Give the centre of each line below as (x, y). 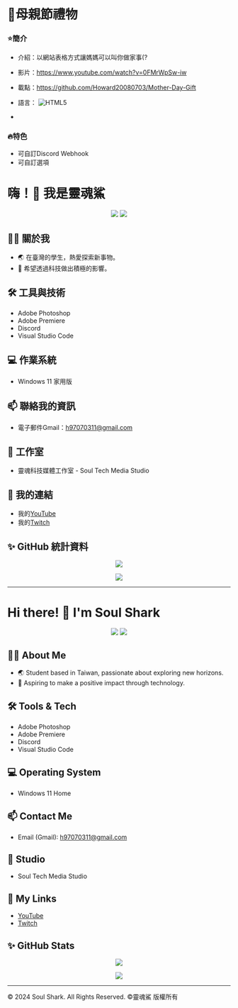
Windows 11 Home (44, 793)
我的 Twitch (34, 522)
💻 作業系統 (32, 360)
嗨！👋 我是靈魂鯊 (57, 193)
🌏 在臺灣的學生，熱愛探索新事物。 (68, 257)
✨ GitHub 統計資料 (48, 547)
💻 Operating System (54, 773)
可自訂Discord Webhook (53, 153)
